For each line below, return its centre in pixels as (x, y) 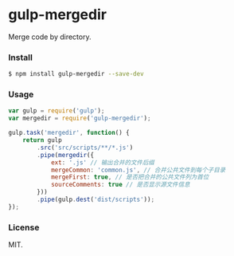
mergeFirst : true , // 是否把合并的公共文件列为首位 (130, 177)
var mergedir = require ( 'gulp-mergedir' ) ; (80, 118)
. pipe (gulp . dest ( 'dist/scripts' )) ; (96, 200)
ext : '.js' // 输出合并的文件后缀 (103, 162)
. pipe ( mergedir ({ (65, 155)
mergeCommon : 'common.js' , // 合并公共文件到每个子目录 (138, 170)
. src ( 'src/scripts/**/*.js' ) (85, 148)
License (24, 227)
